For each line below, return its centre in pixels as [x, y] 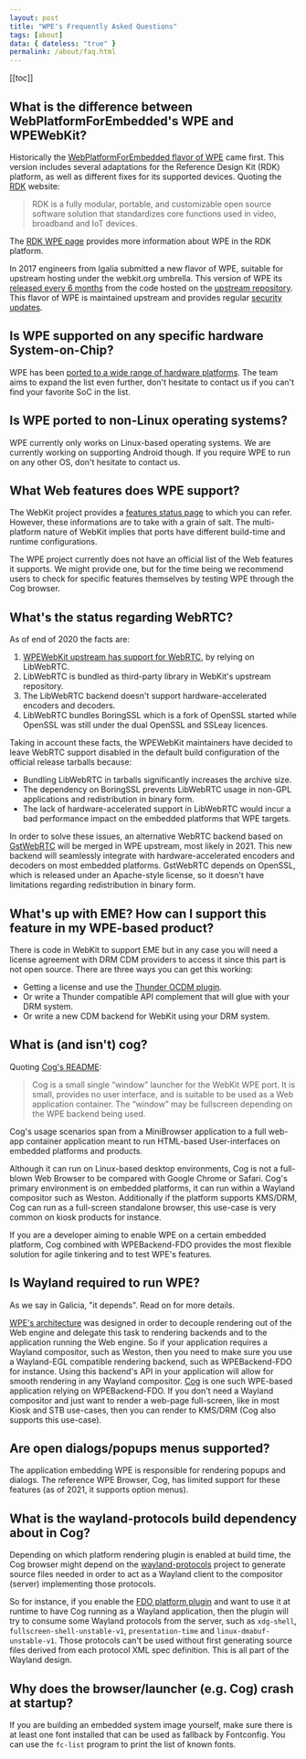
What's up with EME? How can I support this [138, 913]
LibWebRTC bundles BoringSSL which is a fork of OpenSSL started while [159, 715]
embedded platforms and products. [76, 1150]
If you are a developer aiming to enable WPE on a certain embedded [138, 1234]
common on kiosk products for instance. [85, 1217]
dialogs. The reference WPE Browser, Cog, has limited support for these [145, 1480]
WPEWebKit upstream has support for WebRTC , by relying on [138, 657]
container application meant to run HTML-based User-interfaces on [153, 1141]
